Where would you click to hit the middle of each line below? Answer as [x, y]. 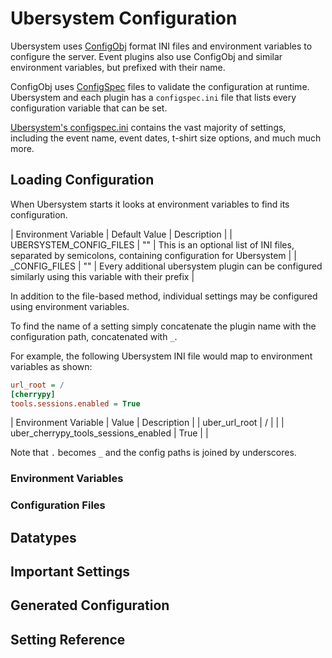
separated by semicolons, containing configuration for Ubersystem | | [153, 255]
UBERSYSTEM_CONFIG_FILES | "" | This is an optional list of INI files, [152, 244]
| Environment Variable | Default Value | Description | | [121, 234]
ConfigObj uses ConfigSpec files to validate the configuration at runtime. [160, 86]
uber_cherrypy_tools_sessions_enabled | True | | [109, 433]
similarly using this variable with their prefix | [102, 276]
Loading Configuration [82, 180]
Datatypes [43, 537]
